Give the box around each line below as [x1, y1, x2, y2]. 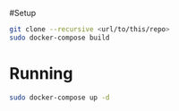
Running [9, 63, 73, 83]
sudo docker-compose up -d [9, 93, 110, 102]
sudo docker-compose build [9, 33, 110, 42]
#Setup [9, 8, 37, 18]
